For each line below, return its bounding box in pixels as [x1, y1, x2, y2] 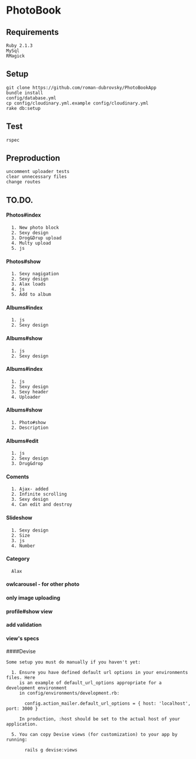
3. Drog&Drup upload [11, 235, 62, 241]
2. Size [11, 532, 31, 538]
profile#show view [6, 608, 53, 615]
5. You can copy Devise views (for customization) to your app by [11, 732, 178, 738]
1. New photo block [11, 225, 59, 231]
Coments [6, 473, 29, 480]
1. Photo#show [11, 420, 46, 426]
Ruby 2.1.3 [6, 43, 33, 48]
